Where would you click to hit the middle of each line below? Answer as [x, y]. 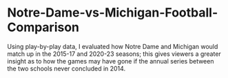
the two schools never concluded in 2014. [66, 68]
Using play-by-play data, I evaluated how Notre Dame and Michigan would [113, 46]
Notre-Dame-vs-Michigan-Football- [113, 13]
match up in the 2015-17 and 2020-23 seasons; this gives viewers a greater [114, 54]
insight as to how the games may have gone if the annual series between [111, 61]
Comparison [43, 27]
